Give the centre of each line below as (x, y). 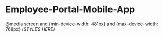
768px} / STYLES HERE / (30, 29)
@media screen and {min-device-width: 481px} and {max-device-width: (82, 24)
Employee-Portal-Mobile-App (70, 10)
